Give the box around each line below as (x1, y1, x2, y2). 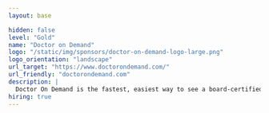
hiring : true (8, 92, 52, 100)
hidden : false (8, 25, 56, 34)
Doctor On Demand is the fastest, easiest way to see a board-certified (15, 85, 263, 93)
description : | (8, 77, 59, 86)
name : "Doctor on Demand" (8, 41, 94, 49)
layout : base (8, 11, 52, 20)
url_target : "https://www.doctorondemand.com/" (8, 63, 171, 72)
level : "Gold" (8, 33, 56, 41)
